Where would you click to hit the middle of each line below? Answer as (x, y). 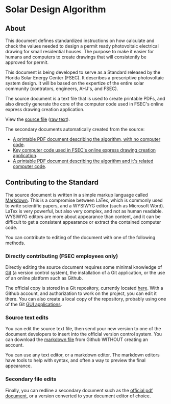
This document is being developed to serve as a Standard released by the (83, 72)
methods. (15, 243)
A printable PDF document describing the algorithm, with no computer (87, 139)
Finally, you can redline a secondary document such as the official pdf (79, 390)
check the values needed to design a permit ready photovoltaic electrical (82, 46)
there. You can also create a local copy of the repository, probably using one (86, 299)
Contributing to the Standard (52, 183)
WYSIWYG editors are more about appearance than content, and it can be (83, 217)
